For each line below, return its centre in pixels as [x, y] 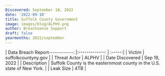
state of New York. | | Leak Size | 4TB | [46, 68]
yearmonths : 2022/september [35, 38]
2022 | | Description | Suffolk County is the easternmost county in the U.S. [83, 63]
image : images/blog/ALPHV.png [37, 24]
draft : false [19, 33]
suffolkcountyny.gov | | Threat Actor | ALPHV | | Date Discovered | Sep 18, [82, 57]
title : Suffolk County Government [42, 19]
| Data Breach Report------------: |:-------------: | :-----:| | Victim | [75, 52]
